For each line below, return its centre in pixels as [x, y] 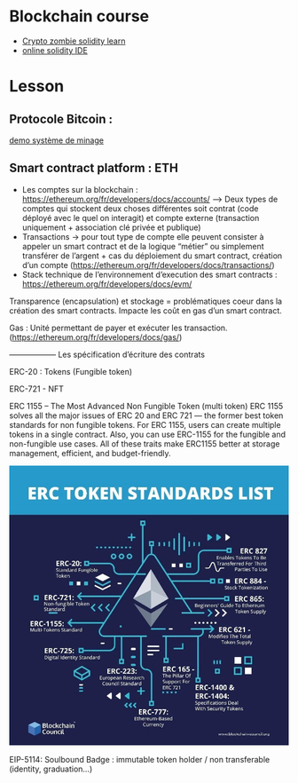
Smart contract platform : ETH [94, 168]
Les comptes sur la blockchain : [80, 189]
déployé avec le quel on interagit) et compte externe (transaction [141, 217]
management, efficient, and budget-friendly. [90, 453]
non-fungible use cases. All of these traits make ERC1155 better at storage [145, 443]
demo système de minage [57, 140]
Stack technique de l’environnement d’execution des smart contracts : [149, 274]
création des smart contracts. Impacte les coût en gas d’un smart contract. [145, 310]
